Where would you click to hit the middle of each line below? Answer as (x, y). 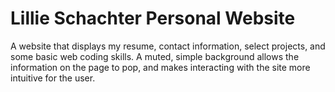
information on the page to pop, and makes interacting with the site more (160, 67)
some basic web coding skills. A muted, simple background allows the (155, 56)
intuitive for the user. (53, 78)
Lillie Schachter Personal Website (153, 18)
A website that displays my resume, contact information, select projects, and (168, 46)
